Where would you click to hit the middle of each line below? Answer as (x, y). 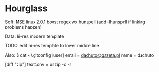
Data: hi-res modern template (35, 36)
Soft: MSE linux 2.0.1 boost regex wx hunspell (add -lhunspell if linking (75, 22)
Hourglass (26, 8)
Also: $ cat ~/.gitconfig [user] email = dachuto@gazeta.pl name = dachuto (79, 55)
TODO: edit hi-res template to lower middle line (52, 45)
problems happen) (24, 27)
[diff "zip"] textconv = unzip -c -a (38, 64)
